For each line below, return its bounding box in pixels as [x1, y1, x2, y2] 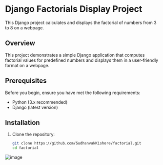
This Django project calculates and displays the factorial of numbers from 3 [5, 20, 157, 25]
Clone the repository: [12, 131, 55, 138]
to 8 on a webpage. [5, 24, 44, 30]
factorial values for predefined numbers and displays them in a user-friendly [5, 57, 159, 63]
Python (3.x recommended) [12, 99, 68, 105]
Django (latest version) [12, 104, 58, 110]
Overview [5, 39, 36, 47]
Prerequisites [5, 77, 47, 85]
